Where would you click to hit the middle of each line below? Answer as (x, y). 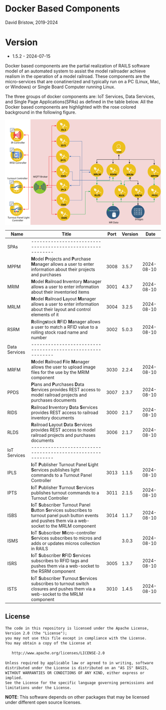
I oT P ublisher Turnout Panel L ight (65, 465)
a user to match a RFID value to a (64, 327)
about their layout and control (61, 309)
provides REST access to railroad (64, 413)
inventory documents (53, 417)
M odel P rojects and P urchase (61, 259)
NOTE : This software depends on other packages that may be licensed (77, 697)
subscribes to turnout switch (60, 584)
